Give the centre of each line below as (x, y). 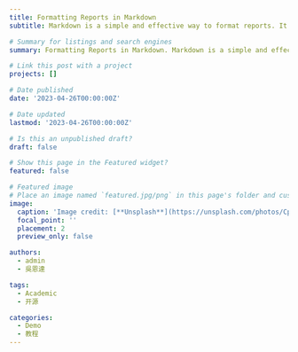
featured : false (39, 171)
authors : (25, 253)
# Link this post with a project (71, 66)
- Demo (29, 326)
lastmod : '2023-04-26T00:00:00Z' (71, 122)
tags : (19, 285)
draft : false (33, 147)
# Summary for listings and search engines (91, 42)
